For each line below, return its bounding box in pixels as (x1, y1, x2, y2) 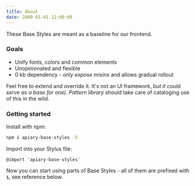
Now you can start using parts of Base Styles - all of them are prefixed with (6, 167, 190, 174)
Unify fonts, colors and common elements (14, 58, 117, 66)
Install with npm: (6, 123, 46, 130)
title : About (6, 8, 38, 15)
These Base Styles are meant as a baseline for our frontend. (6, 30, 152, 37)
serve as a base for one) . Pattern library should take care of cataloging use (6, 89, 190, 96)
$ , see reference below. (6, 173, 63, 180)
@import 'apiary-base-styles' (6, 156, 81, 162)
